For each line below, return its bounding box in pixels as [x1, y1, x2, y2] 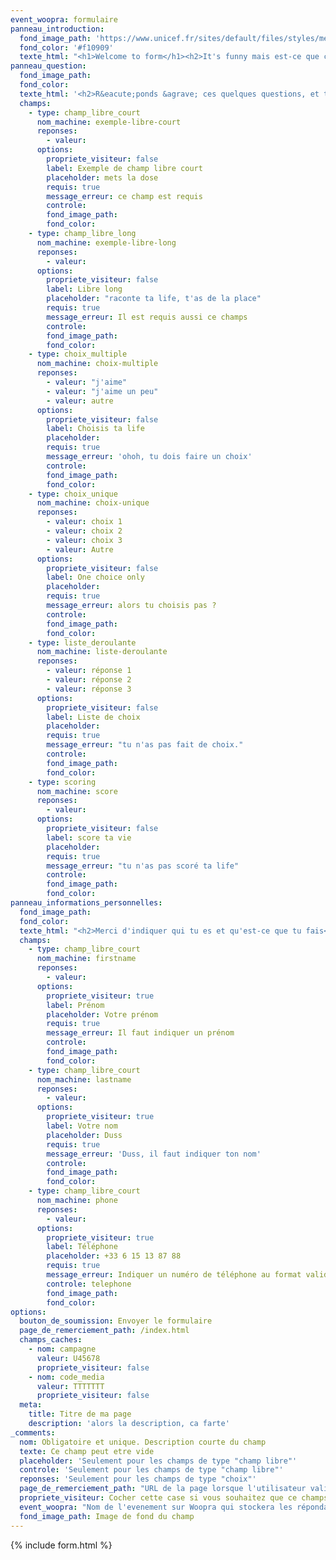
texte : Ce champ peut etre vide [19, 1446, 155, 1456]
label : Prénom [46, 1000, 105, 1010]
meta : [19, 1400, 43, 1410]
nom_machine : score [36, 786, 118, 796]
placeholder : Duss [46, 1130, 123, 1140]
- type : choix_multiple [28, 349, 128, 360]
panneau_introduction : [10, 24, 105, 34]
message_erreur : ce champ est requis [46, 191, 203, 201]
